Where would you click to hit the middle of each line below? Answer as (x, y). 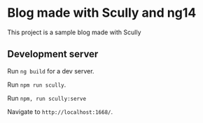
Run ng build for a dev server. (51, 71)
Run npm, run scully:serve (47, 98)
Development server (53, 54)
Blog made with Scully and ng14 (102, 13)
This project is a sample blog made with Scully (74, 32)
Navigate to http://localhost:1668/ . (60, 111)
